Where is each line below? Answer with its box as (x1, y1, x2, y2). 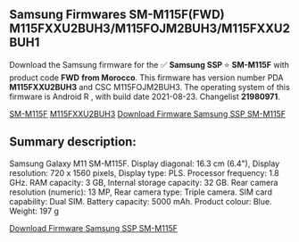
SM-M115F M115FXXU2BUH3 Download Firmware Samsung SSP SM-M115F (9, 108, 287, 119)
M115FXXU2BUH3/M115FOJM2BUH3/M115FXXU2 (9, 21, 290, 37)
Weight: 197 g (9, 205, 60, 216)
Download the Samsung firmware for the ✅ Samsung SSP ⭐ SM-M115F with (9, 59, 290, 70)
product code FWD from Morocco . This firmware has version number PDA (9, 71, 284, 83)
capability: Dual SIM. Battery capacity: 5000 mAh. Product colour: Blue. (9, 196, 272, 206)
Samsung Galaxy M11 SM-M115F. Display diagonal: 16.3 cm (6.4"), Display (9, 158, 280, 169)
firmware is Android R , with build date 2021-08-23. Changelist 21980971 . (9, 91, 280, 102)
